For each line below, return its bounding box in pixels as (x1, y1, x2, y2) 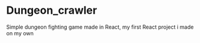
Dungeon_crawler (6, 4, 98, 17)
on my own (6, 29, 34, 36)
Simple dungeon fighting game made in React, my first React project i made (6, 23, 194, 30)
